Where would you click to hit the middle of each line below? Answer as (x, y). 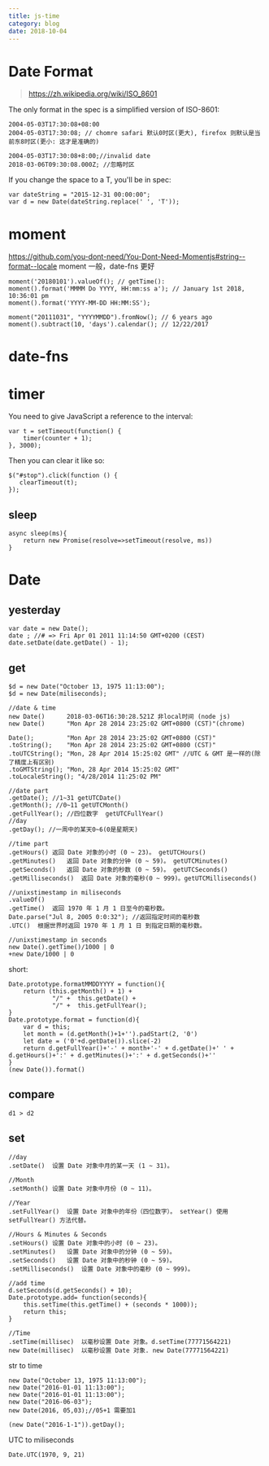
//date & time (33, 708)
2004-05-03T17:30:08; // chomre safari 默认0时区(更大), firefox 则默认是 (132, 133)
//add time (27, 1283)
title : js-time (34, 16)
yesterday (35, 610)
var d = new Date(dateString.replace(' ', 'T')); (94, 202)
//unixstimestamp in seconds (58, 940)
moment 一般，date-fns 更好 (107, 266)
